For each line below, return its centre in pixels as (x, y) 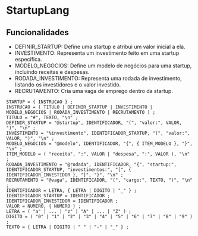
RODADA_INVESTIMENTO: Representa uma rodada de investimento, (98, 78)
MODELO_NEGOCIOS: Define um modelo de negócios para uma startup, (103, 66)
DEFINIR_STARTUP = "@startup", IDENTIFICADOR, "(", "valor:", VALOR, (94, 123)
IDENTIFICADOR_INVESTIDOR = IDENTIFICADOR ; (62, 201)
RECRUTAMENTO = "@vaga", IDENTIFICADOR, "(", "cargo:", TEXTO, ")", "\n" (100, 180)
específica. (29, 59)
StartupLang (38, 10)
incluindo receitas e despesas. (52, 72)
